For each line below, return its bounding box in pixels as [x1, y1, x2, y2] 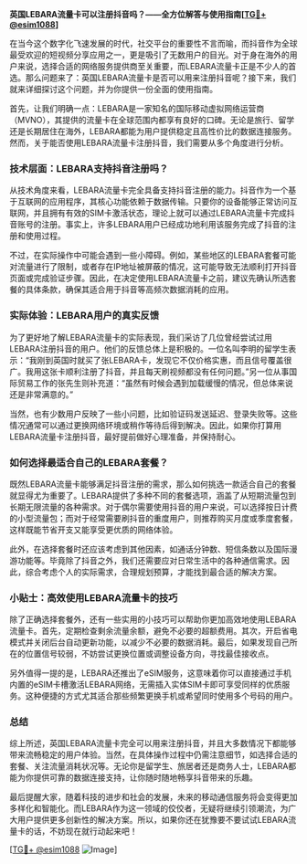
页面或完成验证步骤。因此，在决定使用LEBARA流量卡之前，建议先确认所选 [9, 273, 289, 284]
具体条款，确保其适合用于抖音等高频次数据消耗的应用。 [25, 284, 234, 295]
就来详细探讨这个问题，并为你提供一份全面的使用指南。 [9, 84, 217, 94]
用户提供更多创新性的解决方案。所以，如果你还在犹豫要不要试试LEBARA [16, 815, 289, 826]
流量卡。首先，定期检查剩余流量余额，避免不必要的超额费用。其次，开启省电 [9, 626, 298, 637]
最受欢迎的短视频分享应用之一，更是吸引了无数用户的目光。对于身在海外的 [9, 49, 290, 60]
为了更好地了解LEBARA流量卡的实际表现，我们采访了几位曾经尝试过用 [9, 332, 272, 342]
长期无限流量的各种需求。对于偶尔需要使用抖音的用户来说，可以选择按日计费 [9, 501, 298, 512]
